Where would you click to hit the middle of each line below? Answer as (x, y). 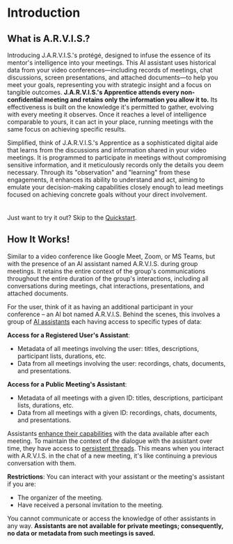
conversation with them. (42, 463)
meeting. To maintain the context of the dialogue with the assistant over (110, 441)
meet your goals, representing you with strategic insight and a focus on (110, 85)
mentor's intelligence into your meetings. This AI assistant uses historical (112, 63)
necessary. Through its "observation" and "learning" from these (99, 172)
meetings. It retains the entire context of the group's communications (106, 271)
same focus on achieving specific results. (67, 129)
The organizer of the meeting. (60, 497)
